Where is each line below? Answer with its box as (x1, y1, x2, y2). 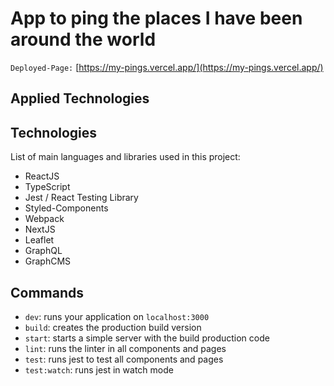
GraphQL (24, 245, 63, 257)
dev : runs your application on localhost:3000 (24, 310, 210, 322)
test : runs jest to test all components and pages (24, 353, 224, 365)
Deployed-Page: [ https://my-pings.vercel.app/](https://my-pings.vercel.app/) (10, 61, 324, 73)
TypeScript (24, 181, 71, 193)
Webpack (24, 213, 65, 225)
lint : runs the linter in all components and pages (24, 342, 227, 354)
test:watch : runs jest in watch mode (24, 363, 174, 376)
